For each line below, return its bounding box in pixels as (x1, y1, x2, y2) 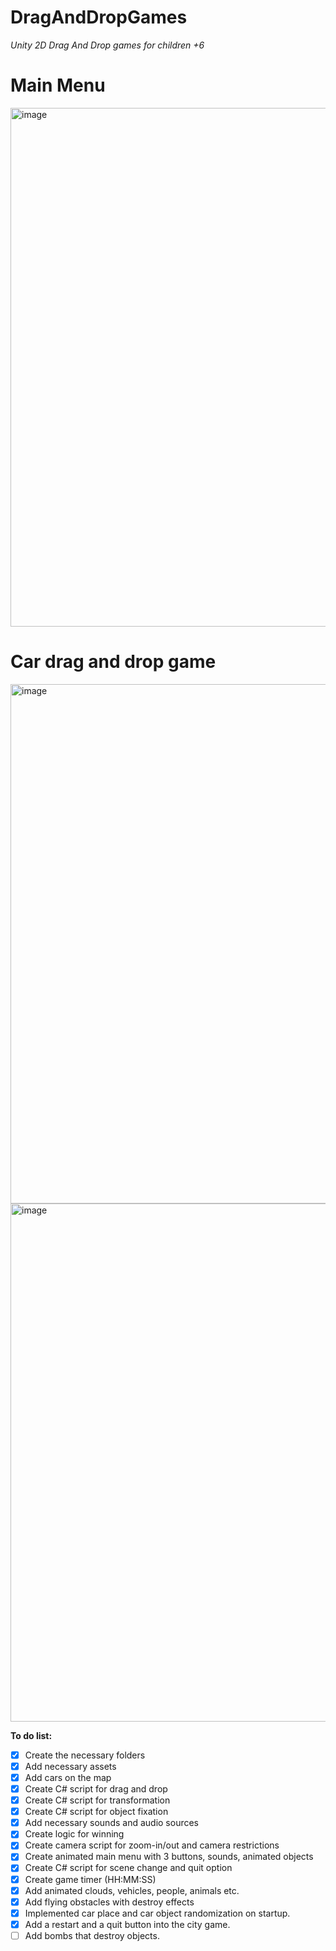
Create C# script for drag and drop (24, 1783, 168, 1795)
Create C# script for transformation (24, 1794, 171, 1806)
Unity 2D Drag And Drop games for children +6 (10, 39, 205, 51)
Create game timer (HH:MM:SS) (24, 1873, 157, 1885)
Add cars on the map (24, 1771, 112, 1783)
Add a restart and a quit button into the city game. (24, 1918, 231, 1930)
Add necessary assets (24, 1760, 117, 1772)
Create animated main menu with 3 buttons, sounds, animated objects (24, 1851, 314, 1863)
